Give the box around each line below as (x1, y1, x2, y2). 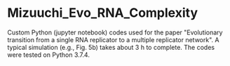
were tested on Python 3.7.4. (7, 51, 90, 59)
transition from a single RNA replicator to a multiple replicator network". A (7, 35, 219, 44)
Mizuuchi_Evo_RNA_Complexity (7, 5, 198, 21)
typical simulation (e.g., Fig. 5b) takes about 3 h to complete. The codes (7, 43, 215, 51)
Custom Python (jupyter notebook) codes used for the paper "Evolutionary (7, 28, 223, 37)
